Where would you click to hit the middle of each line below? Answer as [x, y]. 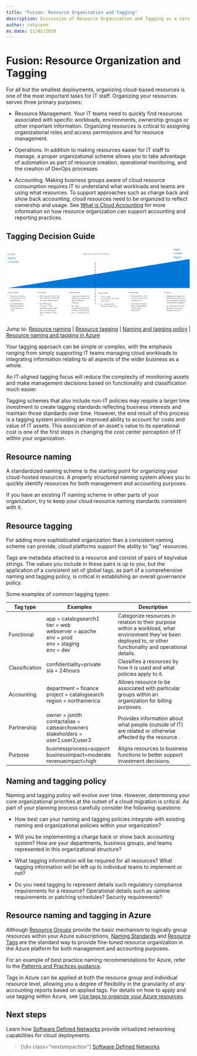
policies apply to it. [141, 674]
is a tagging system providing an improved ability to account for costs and [96, 419]
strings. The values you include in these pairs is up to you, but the [86, 564]
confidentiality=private [74, 664]
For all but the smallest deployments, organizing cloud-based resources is [96, 90]
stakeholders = [64, 734]
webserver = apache [71, 631]
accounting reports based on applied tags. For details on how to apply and [96, 990]
